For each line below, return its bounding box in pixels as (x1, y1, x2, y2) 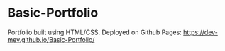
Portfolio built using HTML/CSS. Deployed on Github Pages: (7, 28, 182, 36)
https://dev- (183, 28, 219, 36)
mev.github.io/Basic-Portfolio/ (7, 35, 95, 43)
